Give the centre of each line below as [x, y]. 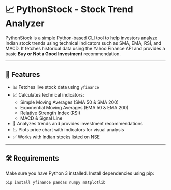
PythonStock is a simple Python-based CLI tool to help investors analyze [81, 38]
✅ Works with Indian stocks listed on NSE [56, 137]
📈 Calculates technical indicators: [48, 94]
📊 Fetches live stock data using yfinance [56, 87]
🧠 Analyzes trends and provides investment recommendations [78, 123]
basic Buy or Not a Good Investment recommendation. [63, 54]
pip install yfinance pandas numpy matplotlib [55, 182]
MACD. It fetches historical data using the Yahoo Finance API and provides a [85, 48]
